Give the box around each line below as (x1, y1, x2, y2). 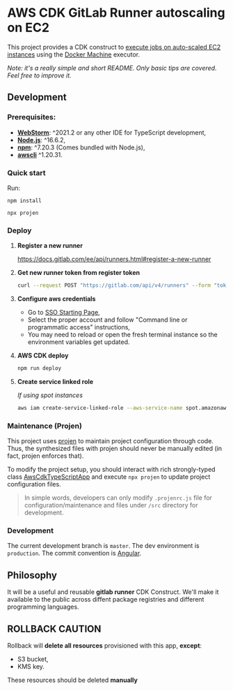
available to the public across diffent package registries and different (7, 595, 204, 604)
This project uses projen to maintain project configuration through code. (7, 437, 214, 445)
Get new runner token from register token (17, 269, 140, 277)
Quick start (7, 168, 47, 177)
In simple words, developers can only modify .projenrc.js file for (24, 493, 212, 502)
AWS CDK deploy (17, 351, 69, 360)
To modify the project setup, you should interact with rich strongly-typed (7, 466, 216, 474)
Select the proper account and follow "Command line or (27, 315, 188, 324)
